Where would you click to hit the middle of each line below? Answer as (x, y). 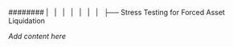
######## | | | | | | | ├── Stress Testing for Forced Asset (117, 12)
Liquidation (27, 21)
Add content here (37, 36)
